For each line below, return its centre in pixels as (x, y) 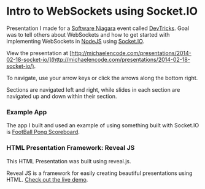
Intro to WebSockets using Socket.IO (102, 11)
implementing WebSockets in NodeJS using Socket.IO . (75, 41)
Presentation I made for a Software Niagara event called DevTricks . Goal (98, 28)
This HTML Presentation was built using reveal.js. (69, 161)
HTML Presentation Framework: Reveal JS (71, 148)
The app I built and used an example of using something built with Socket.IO (103, 125)
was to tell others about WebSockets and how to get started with (88, 34)
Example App (27, 112)
